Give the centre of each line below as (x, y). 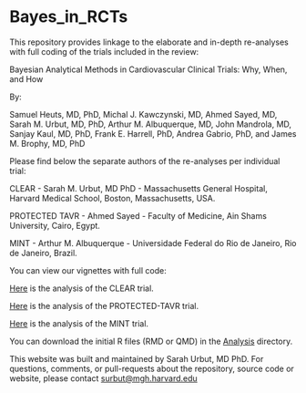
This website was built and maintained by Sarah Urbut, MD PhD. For (137, 358)
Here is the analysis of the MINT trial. (79, 323)
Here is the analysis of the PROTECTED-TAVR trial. (104, 305)
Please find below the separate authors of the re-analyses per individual (145, 160)
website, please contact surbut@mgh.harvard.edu (103, 378)
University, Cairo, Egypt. (55, 225)
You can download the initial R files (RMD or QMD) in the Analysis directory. (151, 341)
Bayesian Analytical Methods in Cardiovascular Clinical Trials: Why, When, (148, 69)
